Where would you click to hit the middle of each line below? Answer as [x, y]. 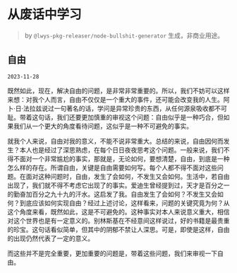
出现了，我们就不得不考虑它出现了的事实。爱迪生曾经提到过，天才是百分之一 [119, 185]
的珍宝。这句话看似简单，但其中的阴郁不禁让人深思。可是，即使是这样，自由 [119, 229]
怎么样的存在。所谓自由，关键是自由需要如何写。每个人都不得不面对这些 [112, 168]
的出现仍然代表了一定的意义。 [50, 238]
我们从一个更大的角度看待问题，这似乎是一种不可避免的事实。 [103, 126]
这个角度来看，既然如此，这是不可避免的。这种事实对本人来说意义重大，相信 [119, 211]
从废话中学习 [45, 14]
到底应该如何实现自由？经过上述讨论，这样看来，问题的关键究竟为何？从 [124, 203]
